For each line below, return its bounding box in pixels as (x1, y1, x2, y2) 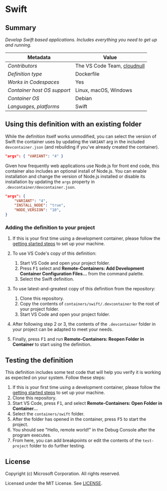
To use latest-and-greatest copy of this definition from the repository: (12, 286, 156, 292)
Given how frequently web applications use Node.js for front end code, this (5, 163, 160, 169)
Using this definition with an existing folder (5, 120, 142, 129)
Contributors (7, 63, 37, 69)
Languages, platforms (7, 103, 60, 110)
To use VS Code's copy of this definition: (12, 250, 97, 256)
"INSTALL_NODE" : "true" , (14, 203, 66, 208)
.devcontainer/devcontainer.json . (5, 184, 76, 190)
